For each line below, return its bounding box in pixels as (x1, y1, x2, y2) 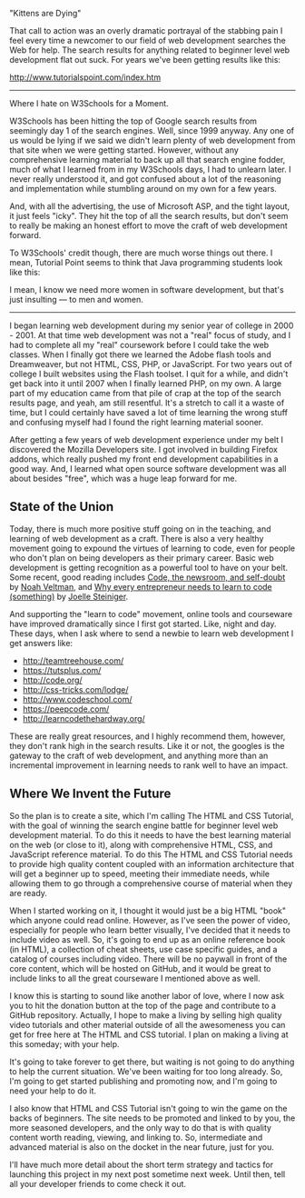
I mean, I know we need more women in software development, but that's (9, 285, 284, 295)
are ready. (9, 887, 48, 898)
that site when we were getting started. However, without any (9, 145, 239, 155)
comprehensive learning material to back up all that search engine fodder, (9, 155, 286, 165)
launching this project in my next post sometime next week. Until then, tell (9, 1168, 286, 1180)
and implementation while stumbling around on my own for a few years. (9, 184, 277, 194)
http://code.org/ (22, 674, 84, 685)
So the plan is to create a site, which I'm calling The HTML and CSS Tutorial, (9, 810, 294, 821)
